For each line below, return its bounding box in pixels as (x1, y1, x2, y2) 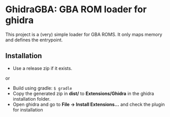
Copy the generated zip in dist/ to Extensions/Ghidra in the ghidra (12, 90, 154, 97)
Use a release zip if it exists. (12, 65, 72, 71)
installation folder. (12, 96, 51, 102)
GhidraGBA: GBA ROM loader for (5, 4, 147, 15)
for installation (12, 106, 44, 113)
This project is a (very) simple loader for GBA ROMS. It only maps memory (5, 31, 163, 37)
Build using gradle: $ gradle (12, 85, 72, 91)
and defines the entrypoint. (5, 37, 63, 43)
